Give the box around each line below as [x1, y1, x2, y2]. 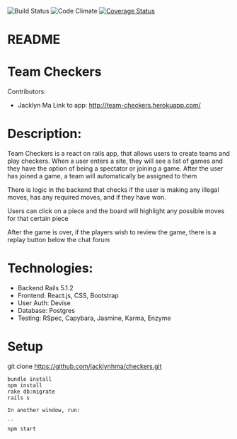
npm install [7, 382, 42, 389]
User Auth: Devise [17, 299, 71, 307]
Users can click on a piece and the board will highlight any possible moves [7, 207, 225, 215]
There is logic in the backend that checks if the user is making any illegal [7, 186, 219, 194]
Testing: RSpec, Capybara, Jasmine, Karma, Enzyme [17, 314, 171, 322]
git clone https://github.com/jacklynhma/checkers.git [7, 362, 162, 370]
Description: [7, 126, 82, 142]
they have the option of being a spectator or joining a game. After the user [7, 164, 224, 173]
